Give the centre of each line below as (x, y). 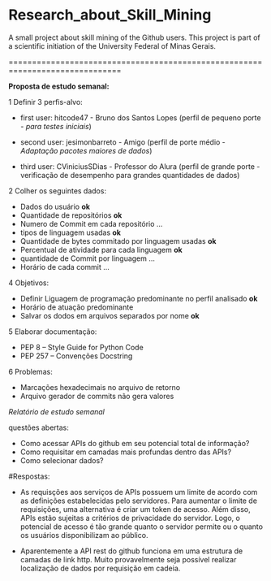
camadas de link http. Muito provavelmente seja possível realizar (128, 559)
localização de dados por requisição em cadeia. (100, 568)
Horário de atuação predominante (77, 307)
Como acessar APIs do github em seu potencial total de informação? (135, 443)
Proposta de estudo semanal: (59, 86)
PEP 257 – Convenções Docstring (76, 356)
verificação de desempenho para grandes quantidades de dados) (130, 175)
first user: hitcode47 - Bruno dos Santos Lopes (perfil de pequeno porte (140, 117)
